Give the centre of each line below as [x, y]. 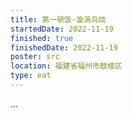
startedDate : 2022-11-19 [62, 29]
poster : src [35, 57]
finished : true [42, 38]
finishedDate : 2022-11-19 [64, 47]
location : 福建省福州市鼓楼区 [66, 66]
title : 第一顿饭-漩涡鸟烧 [58, 19]
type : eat [31, 76]
